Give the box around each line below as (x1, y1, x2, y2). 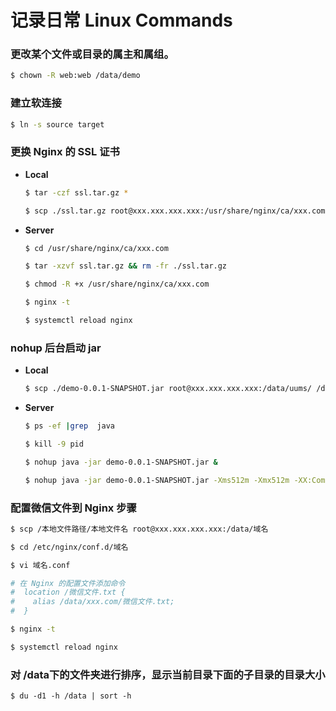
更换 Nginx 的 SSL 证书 (10, 145, 120, 159)
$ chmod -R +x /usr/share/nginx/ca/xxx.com (24, 279, 210, 290)
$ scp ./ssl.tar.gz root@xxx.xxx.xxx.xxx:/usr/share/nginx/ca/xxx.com (24, 206, 326, 216)
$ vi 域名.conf (10, 560, 71, 570)
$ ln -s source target (10, 119, 105, 130)
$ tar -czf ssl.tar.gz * (24, 187, 129, 198)
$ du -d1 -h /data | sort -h (10, 691, 132, 701)
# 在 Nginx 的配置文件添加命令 (10, 578, 126, 588)
